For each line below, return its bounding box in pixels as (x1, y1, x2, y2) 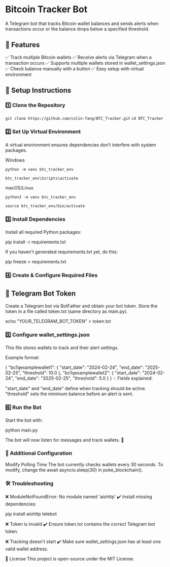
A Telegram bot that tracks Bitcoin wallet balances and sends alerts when (5, 20, 159, 26)
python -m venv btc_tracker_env (5, 167, 74, 172)
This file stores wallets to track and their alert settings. (5, 345, 119, 351)
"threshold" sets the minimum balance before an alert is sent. (5, 391, 133, 397)
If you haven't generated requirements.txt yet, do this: (5, 249, 118, 255)
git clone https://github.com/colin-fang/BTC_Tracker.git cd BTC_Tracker (5, 116, 163, 121)
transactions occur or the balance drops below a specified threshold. (5, 25, 150, 32)
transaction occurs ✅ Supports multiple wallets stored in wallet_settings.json (5, 60, 165, 66)
